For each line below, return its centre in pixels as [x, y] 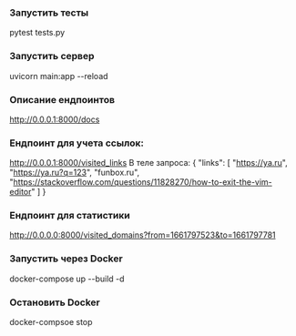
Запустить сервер [52, 56]
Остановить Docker [55, 302]
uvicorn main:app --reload [59, 76]
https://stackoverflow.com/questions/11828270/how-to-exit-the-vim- [143, 182]
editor [20, 192]
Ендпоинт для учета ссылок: [77, 143]
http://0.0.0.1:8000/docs [55, 119]
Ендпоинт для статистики [70, 216]
